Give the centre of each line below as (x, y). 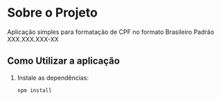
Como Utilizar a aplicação (63, 61)
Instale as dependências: (53, 77)
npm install (34, 90)
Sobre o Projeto (53, 13)
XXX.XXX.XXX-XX (33, 39)
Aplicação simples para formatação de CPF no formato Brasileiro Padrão (111, 32)
